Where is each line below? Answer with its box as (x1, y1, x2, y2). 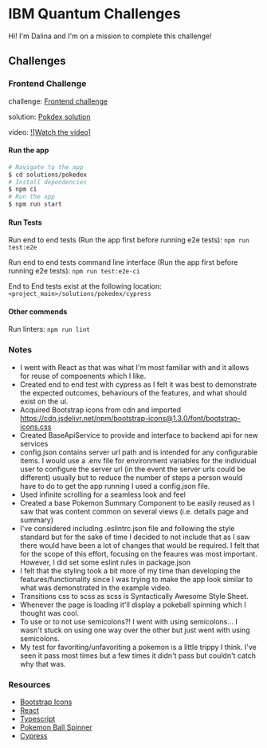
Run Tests (8, 217, 42, 227)
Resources (8, 679, 51, 690)
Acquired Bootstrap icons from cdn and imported (19, 404, 182, 415)
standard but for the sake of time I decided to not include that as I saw (19, 532, 251, 541)
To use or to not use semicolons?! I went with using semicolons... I (19, 616, 238, 626)
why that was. (19, 659, 66, 668)
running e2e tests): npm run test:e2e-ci (8, 266, 141, 276)
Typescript (19, 715, 56, 724)
